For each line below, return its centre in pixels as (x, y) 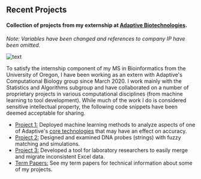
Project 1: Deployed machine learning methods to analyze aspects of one (105, 124)
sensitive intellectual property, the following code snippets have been (92, 106)
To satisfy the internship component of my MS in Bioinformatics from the (96, 68)
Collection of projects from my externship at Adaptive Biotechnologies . (97, 25)
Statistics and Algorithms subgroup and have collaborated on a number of (97, 87)
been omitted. (23, 45)
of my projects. (34, 169)
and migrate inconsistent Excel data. (60, 156)
